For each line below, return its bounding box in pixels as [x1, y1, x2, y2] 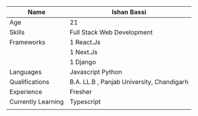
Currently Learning [9, 98, 64, 106]
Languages [9, 68, 42, 76]
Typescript [69, 98, 101, 106]
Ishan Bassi [111, 8, 146, 16]
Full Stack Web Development [69, 28, 153, 36]
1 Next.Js [69, 48, 98, 56]
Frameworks [9, 38, 46, 46]
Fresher [69, 88, 92, 96]
